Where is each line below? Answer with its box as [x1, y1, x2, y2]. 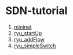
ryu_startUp [13, 29, 42, 36]
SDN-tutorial [5, 4, 68, 18]
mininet [13, 23, 32, 30]
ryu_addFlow [13, 36, 45, 43]
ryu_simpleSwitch [13, 42, 56, 49]
